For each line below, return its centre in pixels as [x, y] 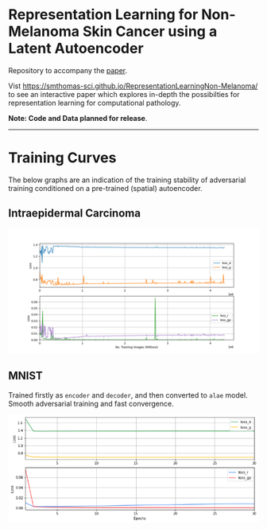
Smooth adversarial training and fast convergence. [91, 403]
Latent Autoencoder [76, 49]
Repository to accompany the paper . [68, 70]
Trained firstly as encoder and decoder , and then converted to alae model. [128, 395]
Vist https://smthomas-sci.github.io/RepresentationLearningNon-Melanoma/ [133, 86]
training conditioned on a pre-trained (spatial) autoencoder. [105, 188]
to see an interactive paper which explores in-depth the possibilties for [124, 94]
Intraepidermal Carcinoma [75, 214]
